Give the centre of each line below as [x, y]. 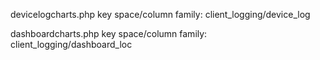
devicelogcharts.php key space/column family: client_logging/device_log [160, 14]
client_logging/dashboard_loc [71, 44]
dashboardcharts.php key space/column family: [109, 33]
